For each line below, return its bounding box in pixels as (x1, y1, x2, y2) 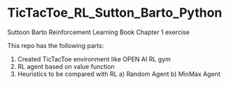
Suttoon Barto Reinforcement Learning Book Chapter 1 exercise (7, 28, 190, 36)
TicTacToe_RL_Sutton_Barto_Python (7, 5, 223, 21)
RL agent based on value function (17, 62, 116, 70)
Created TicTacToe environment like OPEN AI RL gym (17, 54, 172, 63)
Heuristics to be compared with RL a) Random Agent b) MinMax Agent (17, 70, 221, 78)
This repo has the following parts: (7, 41, 104, 49)
